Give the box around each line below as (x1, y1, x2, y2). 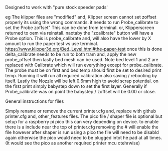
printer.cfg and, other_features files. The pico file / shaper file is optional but (5, 113, 162, 119)
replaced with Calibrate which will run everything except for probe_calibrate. (5, 62, 163, 68)
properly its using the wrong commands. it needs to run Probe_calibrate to (5, 20, 159, 25)
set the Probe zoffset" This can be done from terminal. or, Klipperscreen (5, 25, 154, 31)
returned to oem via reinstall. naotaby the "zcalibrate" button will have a (5, 30, 153, 36)
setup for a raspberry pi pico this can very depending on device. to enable (5, 119, 159, 124)
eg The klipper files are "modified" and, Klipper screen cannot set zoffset (5, 14, 156, 20)
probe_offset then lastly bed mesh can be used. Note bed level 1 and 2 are (5, 57, 159, 62)
